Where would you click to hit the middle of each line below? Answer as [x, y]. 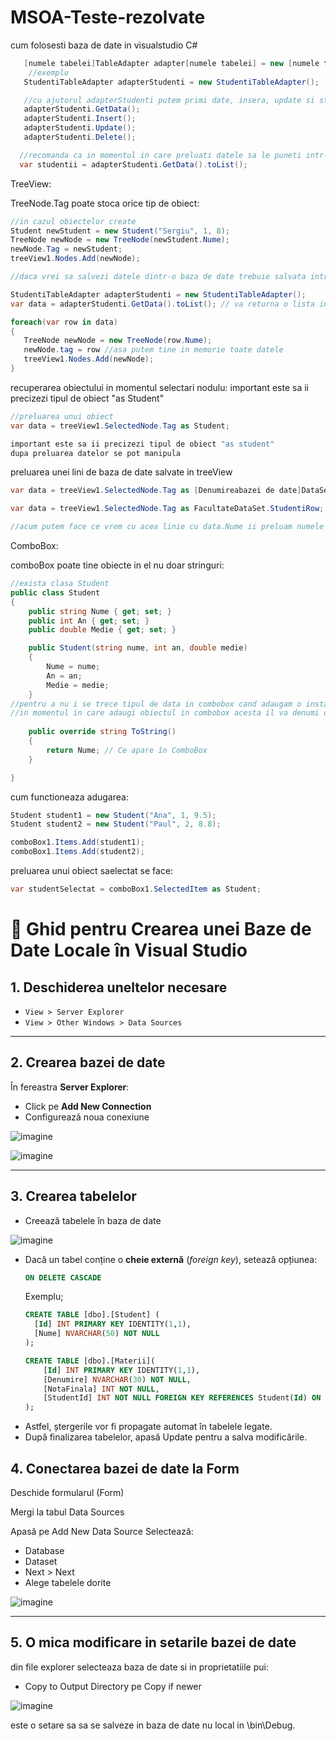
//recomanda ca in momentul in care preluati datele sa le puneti [160, 155]
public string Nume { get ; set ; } [100, 611]
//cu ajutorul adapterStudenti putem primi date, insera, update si [169, 100]
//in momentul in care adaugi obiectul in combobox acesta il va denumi [165, 713]
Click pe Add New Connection [88, 1106]
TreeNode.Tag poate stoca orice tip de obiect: [105, 203]
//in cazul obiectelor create [73, 221]
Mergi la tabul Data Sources [67, 1512]
